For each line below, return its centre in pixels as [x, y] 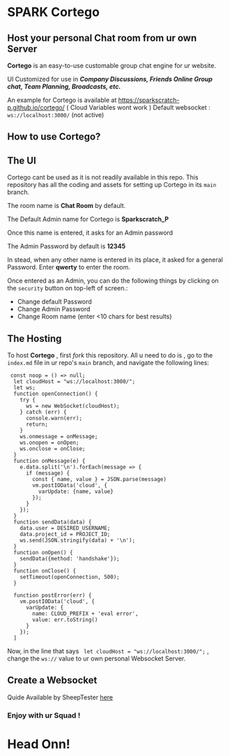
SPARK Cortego [53, 12]
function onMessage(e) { [49, 461]
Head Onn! [39, 744]
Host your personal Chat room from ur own [102, 38]
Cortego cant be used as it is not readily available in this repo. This [103, 177]
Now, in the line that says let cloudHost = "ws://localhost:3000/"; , [108, 651]
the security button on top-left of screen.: [68, 288]
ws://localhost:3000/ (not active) [56, 115]
